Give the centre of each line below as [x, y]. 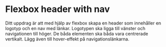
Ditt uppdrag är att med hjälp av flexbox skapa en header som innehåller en [83, 23]
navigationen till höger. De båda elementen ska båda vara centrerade [77, 33]
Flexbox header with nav [58, 9]
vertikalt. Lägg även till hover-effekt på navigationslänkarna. [67, 39]
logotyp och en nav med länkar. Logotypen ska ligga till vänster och [75, 28]
